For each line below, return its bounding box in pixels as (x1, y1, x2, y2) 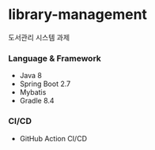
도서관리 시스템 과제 (8, 32, 70, 42)
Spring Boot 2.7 (19, 79, 71, 88)
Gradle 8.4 (19, 96, 55, 106)
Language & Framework (8, 53, 101, 64)
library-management (8, 6, 148, 24)
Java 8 (19, 71, 42, 81)
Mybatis (19, 88, 47, 97)
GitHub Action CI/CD (19, 133, 87, 143)
